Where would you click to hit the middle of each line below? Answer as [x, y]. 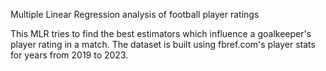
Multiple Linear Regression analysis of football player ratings [135, 14]
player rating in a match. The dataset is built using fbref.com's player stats [163, 44]
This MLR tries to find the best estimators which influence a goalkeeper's [161, 33]
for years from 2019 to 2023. [69, 55]
